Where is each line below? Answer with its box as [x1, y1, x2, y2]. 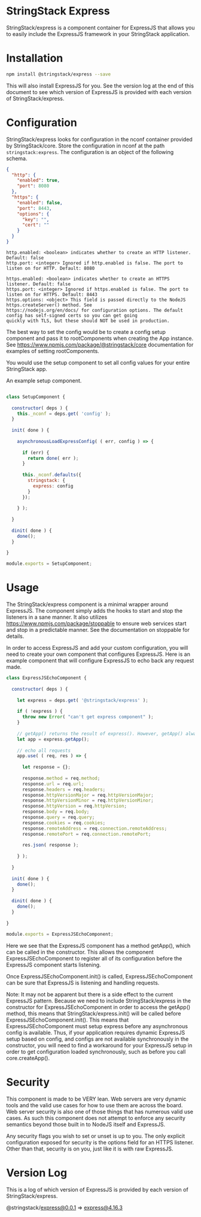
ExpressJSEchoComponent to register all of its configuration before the [6, 955, 182, 962]
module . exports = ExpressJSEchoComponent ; [6, 931, 114, 938]
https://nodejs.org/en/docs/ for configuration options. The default [6, 307, 184, 313]
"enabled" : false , [17, 200, 63, 206]
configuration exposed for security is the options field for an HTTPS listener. [6, 1139, 194, 1146]
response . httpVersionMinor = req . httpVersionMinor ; [22, 797, 154, 804]
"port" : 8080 [17, 183, 50, 189]
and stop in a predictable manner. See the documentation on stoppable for [6, 626, 190, 634]
